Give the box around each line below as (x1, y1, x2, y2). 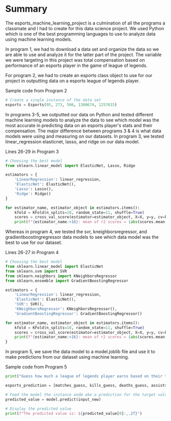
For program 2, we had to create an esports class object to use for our (5, 72, 153, 78)
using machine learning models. (5, 36, 72, 42)
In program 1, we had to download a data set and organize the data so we (5, 46, 159, 52)
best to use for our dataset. (5, 239, 63, 245)
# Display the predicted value (5, 406, 72, 411)
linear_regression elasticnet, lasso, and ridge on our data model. (5, 138, 140, 144)
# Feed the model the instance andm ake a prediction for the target (5, 392, 156, 397)
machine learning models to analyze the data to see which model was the (5, 117, 159, 123)
